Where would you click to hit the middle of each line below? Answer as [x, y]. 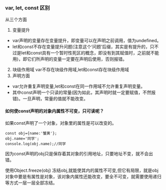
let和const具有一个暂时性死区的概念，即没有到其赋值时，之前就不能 [90, 53]
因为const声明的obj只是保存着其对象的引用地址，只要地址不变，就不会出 [79, 153]
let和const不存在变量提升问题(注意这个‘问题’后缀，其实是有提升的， [81, 47]
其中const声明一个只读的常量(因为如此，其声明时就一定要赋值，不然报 [84, 93]
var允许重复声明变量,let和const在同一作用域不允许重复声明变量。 [79, 86]
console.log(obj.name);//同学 [35, 144]
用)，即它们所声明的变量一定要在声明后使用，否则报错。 [70, 59]
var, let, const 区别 [28, 7]
